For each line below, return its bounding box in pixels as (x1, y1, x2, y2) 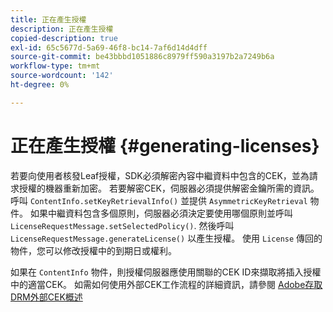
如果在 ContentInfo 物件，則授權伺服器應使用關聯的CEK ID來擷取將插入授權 (10, 266, 322, 278)
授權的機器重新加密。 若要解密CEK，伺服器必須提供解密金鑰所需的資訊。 (18, 182, 320, 194)
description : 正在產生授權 (10, 24, 114, 34)
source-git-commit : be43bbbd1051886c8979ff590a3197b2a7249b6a (10, 52, 275, 62)
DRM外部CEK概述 (10, 291, 83, 303)
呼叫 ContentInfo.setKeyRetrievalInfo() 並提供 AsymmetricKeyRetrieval (10, 194, 308, 206)
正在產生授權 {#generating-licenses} (10, 134, 320, 157)
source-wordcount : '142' (10, 71, 114, 81)
